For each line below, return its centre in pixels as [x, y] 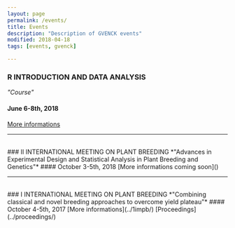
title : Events [28, 27]
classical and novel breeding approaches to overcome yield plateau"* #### [116, 201]
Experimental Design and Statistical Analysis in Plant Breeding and [103, 159]
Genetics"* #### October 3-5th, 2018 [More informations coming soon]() [113, 166]
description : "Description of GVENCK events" [74, 33]
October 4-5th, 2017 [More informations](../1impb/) [80, 209]
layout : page [26, 14]
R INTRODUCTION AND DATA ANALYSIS [77, 76]
